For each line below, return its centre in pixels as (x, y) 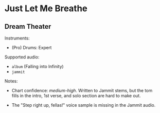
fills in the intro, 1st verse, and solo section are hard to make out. (76, 96)
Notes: (11, 81)
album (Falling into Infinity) (37, 66)
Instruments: (17, 38)
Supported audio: (22, 57)
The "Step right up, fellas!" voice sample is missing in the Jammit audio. (84, 105)
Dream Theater (28, 27)
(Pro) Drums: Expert (32, 47)
